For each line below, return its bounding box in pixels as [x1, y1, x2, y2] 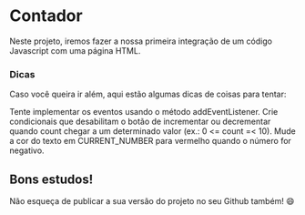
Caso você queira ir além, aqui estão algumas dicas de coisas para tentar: [9, 88, 287, 100]
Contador [9, 5, 84, 26]
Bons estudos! [9, 171, 94, 187]
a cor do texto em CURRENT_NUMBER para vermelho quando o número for [9, 136, 291, 147]
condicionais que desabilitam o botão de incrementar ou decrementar [9, 116, 271, 128]
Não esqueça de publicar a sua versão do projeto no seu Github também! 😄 [9, 196, 295, 207]
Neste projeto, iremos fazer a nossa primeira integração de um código [9, 36, 273, 46]
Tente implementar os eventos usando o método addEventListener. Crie [9, 107, 279, 118]
